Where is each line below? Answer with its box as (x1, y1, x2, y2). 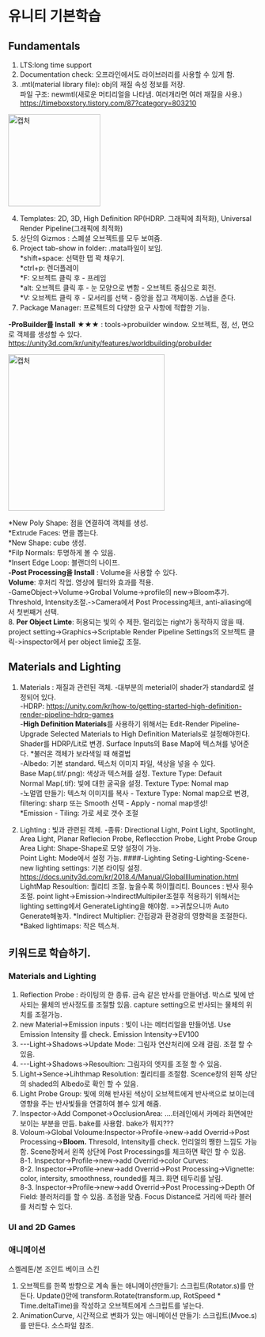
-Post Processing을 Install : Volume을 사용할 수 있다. (8, 568, 178, 577)
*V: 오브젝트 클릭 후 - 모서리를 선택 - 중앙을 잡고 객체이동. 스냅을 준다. (19, 293, 236, 302)
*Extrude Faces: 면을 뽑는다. (8, 528, 99, 537)
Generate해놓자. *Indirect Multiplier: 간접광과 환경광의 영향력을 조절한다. (19, 911, 248, 920)
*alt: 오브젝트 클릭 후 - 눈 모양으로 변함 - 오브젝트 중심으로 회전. (19, 283, 217, 292)
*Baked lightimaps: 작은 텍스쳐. (19, 920, 119, 931)
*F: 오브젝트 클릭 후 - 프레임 (19, 273, 107, 282)
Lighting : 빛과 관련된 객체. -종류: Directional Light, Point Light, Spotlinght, (19, 825, 256, 834)
